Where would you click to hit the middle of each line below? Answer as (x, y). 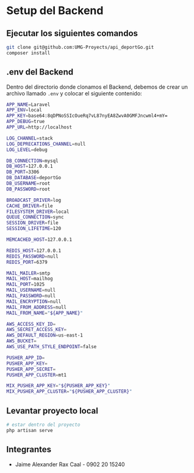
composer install (28, 53)
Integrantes (29, 449)
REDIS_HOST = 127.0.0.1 (34, 251)
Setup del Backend (55, 11)
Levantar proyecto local (52, 411)
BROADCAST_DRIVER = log (34, 200)
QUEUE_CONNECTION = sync (35, 217)
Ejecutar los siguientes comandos (72, 33)
